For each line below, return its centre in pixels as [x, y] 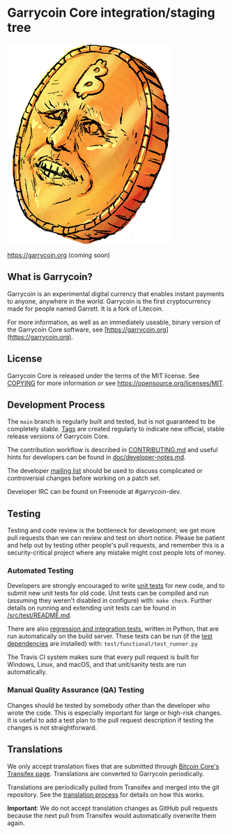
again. [16, 823]
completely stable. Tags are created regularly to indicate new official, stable [116, 429]
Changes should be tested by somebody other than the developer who [109, 705]
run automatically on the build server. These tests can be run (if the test [110, 636]
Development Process [56, 404]
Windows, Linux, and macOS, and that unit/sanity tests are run [97, 665]
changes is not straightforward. [52, 727]
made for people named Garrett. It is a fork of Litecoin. [85, 309]
